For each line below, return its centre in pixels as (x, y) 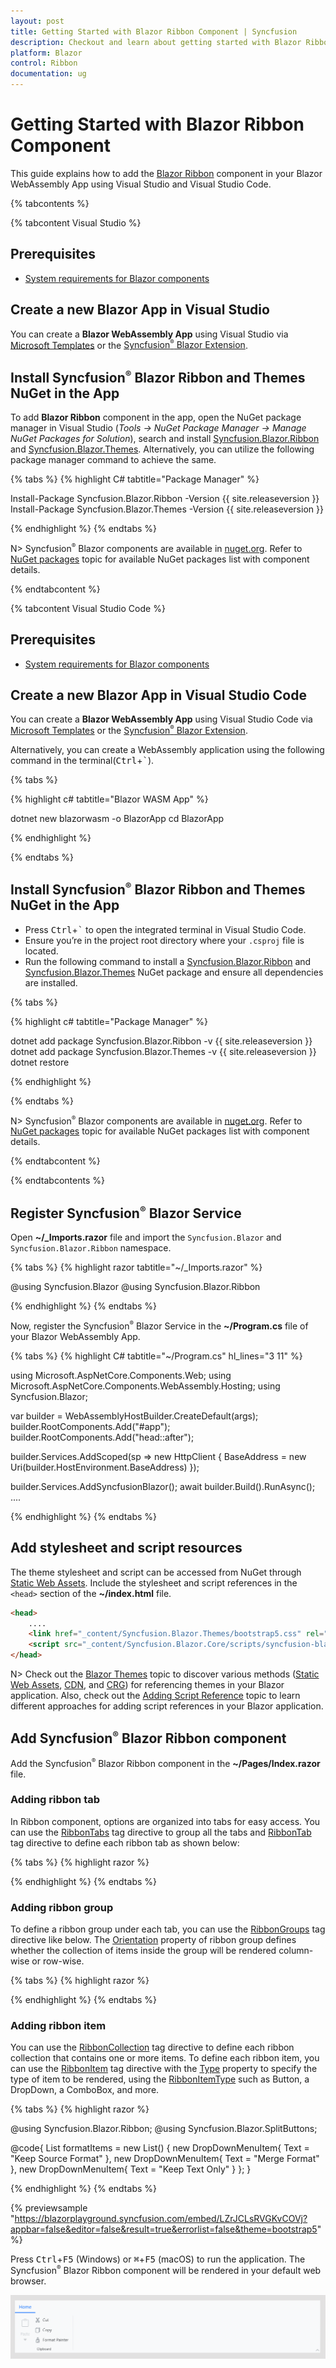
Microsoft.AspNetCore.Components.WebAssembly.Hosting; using (145, 1386)
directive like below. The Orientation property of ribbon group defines (153, 1940)
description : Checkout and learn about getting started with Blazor (156, 42)
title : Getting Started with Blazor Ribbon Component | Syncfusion (154, 31)
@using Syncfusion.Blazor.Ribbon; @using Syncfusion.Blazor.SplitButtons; (164, 2129)
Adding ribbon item (58, 2026)
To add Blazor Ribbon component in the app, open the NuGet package (156, 417)
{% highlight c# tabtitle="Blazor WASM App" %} (109, 799)
